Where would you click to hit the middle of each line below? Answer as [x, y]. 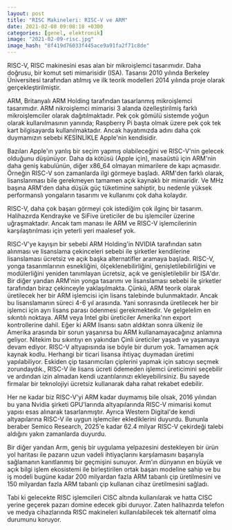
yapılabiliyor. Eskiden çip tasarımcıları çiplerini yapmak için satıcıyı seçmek [113, 362]
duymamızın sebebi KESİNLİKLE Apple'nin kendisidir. [82, 138]
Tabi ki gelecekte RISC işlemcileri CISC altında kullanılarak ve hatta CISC [110, 497]
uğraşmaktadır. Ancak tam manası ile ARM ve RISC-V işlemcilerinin [102, 223]
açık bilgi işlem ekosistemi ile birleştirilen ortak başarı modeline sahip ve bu [114, 469]
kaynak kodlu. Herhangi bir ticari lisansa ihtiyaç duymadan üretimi [101, 354]
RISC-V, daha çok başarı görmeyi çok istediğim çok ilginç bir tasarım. [105, 209]
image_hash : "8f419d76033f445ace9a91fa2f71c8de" [78, 46]
